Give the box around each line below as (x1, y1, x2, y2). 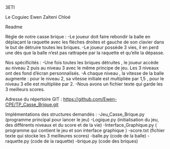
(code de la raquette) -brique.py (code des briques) (30, 138, 138, 144)
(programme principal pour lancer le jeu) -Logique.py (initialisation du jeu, (5, 117, 159, 123)
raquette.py (5, 138, 29, 144)
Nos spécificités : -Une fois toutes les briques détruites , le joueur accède (5, 60, 159, 65)
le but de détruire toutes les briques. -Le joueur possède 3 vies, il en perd (5, 44, 159, 50)
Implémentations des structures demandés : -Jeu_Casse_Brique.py (5, 111, 145, 117)
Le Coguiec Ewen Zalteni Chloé (5, 14, 71, 20)
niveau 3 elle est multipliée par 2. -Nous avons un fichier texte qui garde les (5, 81, 163, 87)
